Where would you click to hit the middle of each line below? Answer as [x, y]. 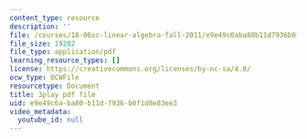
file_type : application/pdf [63, 52]
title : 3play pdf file [53, 94]
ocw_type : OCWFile [44, 78]
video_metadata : [40, 112]
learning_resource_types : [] [65, 60]
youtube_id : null [51, 120]
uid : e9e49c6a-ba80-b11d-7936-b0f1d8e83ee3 [94, 103]
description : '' [40, 27]
